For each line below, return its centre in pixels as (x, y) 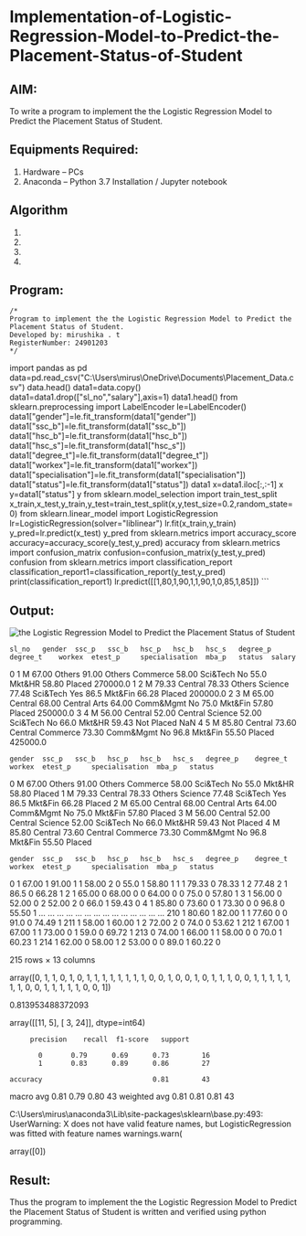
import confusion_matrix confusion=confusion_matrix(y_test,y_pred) (138, 553)
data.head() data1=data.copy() (84, 388)
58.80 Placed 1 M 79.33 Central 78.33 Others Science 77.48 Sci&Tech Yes (148, 794)
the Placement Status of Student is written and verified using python (138, 1212)
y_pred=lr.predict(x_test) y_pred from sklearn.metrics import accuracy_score (153, 533)
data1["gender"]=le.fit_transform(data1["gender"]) (103, 417)
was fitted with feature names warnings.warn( (96, 1134)
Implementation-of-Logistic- (121, 17)
